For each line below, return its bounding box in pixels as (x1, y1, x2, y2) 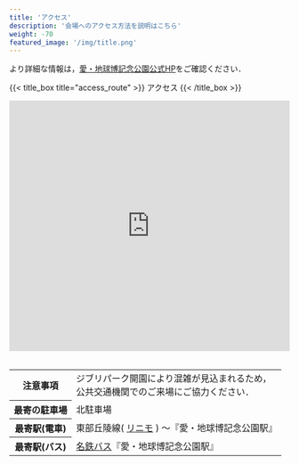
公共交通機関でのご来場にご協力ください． (76, 386, 255, 398)
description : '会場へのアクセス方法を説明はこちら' (9, 21, 182, 30)
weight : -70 (9, 29, 53, 38)
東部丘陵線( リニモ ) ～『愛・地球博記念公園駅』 (76, 421, 278, 434)
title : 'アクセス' (9, 12, 72, 22)
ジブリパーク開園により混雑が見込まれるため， (76, 372, 271, 385)
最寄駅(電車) (14, 422, 67, 435)
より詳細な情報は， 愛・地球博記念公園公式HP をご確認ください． (9, 63, 246, 74)
